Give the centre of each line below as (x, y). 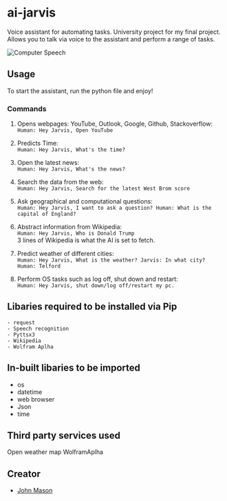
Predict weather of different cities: (65, 254)
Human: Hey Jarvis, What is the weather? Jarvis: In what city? (111, 260)
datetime (30, 392)
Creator (24, 474)
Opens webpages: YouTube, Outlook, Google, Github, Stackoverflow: (115, 124)
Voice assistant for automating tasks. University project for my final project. (114, 32)
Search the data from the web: (60, 182)
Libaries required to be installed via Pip (92, 307)
